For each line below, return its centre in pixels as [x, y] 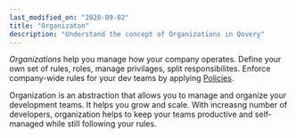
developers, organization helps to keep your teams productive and [131, 114]
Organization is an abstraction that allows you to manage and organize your [148, 95]
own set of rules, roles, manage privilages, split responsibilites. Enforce [140, 69]
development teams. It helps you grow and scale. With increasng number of [148, 105]
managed [27, 124]
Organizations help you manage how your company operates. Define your [145, 60]
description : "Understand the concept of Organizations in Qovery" [137, 34]
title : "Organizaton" [49, 26]
